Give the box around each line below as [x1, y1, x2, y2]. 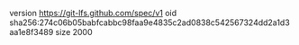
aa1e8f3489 [9, 27, 54, 37]
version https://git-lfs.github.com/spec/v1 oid [9, 8, 177, 18]
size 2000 [55, 27, 93, 37]
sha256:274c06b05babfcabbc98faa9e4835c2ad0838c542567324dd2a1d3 [9, 17, 290, 28]
